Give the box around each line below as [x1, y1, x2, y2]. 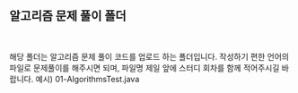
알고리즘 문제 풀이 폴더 [9, 8, 127, 24]
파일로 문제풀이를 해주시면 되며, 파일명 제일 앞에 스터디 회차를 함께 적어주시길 [9, 62, 280, 73]
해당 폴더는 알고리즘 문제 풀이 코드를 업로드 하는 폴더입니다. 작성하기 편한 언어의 [9, 51, 290, 62]
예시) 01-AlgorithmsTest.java [35, 73, 140, 84]
